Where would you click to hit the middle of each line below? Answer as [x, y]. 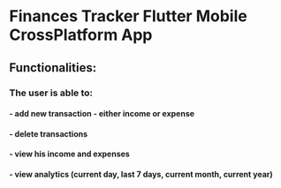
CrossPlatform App [81, 35]
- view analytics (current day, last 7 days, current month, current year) [141, 174]
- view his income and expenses [69, 154]
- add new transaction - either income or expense [102, 114]
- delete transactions [49, 133]
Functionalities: [53, 68]
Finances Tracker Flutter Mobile [128, 16]
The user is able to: [51, 93]
